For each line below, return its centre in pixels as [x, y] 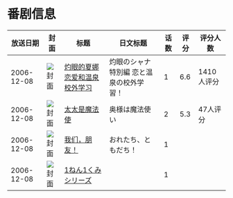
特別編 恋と [128, 72]
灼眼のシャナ [130, 62]
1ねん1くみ [83, 170]
